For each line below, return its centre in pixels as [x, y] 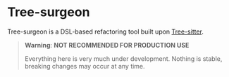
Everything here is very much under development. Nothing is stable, [123, 58]
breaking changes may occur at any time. [85, 66]
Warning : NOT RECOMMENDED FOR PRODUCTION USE [107, 45]
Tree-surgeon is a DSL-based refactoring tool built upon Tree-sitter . [106, 31]
